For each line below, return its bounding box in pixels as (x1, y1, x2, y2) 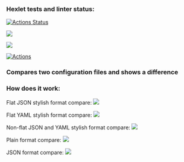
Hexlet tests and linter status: (6, 5, 95, 13)
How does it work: (6, 84, 60, 92)
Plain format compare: (6, 136, 62, 143)
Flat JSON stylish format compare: (6, 99, 92, 106)
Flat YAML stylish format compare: (6, 111, 92, 118)
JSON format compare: (6, 149, 64, 156)
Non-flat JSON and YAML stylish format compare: (6, 123, 131, 131)
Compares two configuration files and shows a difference (6, 68, 179, 77)
